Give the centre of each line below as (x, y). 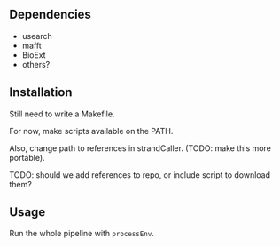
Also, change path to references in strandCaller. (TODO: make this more (140, 148)
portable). (27, 157)
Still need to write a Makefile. (62, 114)
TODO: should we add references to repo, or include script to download (140, 175)
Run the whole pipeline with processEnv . (82, 234)
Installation (41, 92)
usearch (37, 36)
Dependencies (50, 15)
